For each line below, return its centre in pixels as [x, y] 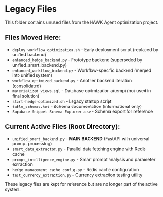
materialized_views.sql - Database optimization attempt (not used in [81, 90]
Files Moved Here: [33, 38]
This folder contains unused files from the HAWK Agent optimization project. [82, 22]
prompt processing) [32, 143]
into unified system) [32, 75]
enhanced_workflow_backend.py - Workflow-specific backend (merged [82, 70]
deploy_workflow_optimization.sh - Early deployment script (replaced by [85, 49]
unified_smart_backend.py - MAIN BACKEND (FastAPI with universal [81, 138]
